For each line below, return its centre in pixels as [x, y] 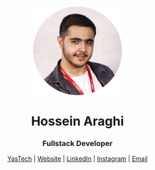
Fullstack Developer [77, 144]
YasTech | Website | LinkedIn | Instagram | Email [77, 159]
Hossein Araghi [77, 121]
